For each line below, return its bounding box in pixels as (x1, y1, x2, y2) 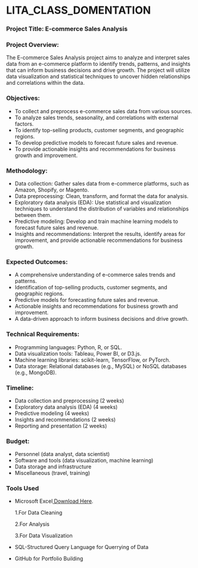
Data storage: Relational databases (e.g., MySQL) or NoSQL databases (14, 362, 187, 369)
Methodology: (6, 167, 48, 175)
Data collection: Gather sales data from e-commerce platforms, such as (14, 180, 189, 187)
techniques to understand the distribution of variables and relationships (14, 205, 189, 212)
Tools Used (6, 484, 40, 493)
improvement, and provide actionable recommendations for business (14, 237, 183, 244)
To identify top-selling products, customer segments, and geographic (14, 126, 184, 133)
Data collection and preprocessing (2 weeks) (14, 397, 124, 404)
